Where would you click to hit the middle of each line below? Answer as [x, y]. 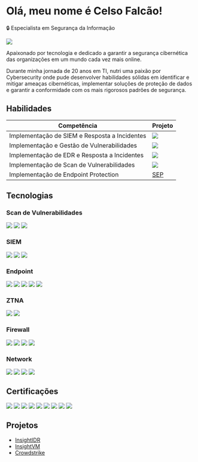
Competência [78, 126]
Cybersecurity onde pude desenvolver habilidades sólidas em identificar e [98, 77]
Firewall [18, 330]
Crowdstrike [30, 452]
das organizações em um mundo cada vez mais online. [74, 59]
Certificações [32, 392]
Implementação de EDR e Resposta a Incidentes [77, 155]
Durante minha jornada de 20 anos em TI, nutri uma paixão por [84, 71]
